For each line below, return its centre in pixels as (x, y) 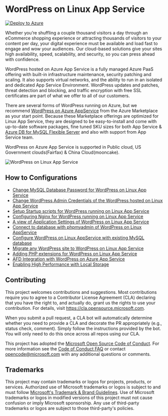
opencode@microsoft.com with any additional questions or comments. (78, 354)
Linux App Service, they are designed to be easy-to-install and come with (81, 121)
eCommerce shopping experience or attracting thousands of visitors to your (83, 38)
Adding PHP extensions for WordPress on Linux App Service (75, 253)
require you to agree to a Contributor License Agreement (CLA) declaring (80, 297)
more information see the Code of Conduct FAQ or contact (65, 348)
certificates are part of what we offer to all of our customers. (67, 96)
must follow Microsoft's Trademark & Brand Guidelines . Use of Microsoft (80, 392)
